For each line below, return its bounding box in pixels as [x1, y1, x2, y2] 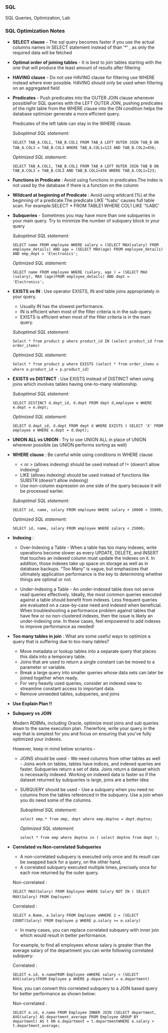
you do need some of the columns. [20, 797, 92, 803]
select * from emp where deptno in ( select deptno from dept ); [20, 835, 159, 840]
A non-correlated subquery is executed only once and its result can [20, 853, 159, 859]
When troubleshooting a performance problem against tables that [20, 607, 155, 613]
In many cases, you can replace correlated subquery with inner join [20, 927, 159, 933]
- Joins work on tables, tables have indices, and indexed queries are [20, 761, 161, 767]
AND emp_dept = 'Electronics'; [12, 251, 78, 256]
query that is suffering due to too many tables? [12, 638, 109, 644]
